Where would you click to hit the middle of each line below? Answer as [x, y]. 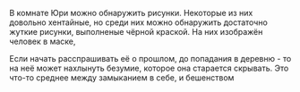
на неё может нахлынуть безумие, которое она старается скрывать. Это [149, 68]
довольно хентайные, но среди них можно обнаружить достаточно [139, 22]
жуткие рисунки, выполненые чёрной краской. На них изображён [136, 32]
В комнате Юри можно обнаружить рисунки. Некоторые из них [131, 13]
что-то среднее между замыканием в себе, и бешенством [122, 78]
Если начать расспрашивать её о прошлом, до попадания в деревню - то [150, 59]
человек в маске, [43, 41]
